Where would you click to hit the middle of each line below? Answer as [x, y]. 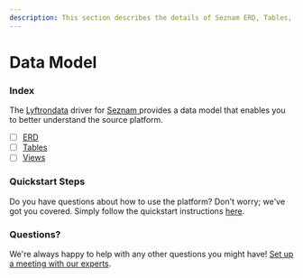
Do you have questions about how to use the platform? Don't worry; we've [147, 201]
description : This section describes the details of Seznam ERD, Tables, [151, 18]
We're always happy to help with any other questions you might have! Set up [151, 254]
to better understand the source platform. [87, 120]
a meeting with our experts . [60, 264]
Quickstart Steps [47, 181]
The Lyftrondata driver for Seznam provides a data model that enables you [147, 110]
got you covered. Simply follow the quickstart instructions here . [127, 211]
